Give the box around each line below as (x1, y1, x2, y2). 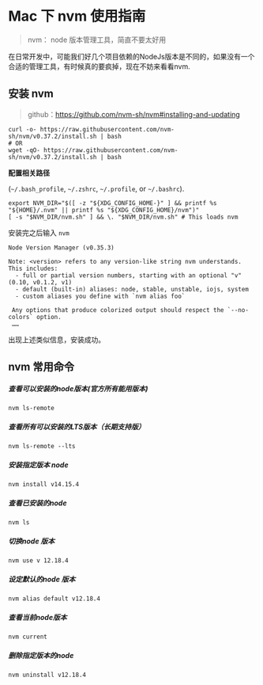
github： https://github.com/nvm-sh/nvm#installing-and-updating (27, 109, 241, 119)
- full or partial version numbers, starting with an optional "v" (15, 271, 242, 280)
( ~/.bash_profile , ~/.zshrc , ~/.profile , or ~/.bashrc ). (8, 184, 185, 193)
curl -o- (8, 125, 37, 133)
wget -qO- (8, 146, 41, 154)
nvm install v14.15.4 (8, 481, 80, 489)
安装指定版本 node (8, 460, 69, 470)
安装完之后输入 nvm (8, 227, 70, 238)
